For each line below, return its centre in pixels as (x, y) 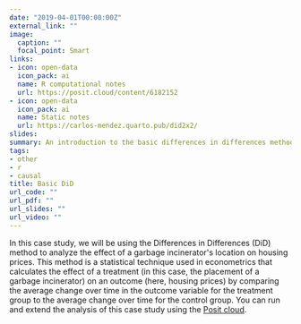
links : (21, 59)
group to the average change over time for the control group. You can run (145, 300)
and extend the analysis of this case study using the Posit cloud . (128, 309)
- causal (26, 175)
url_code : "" (34, 192)
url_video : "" (36, 217)
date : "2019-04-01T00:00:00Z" (66, 17)
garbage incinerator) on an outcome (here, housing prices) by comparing (144, 281)
